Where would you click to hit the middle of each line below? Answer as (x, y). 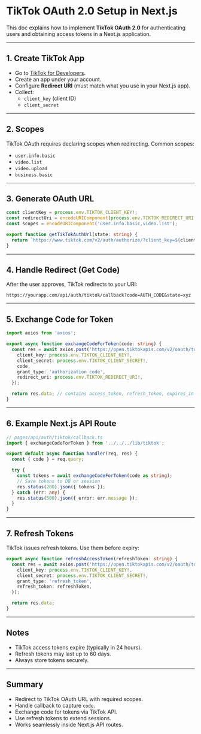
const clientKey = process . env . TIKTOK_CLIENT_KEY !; (72, 213)
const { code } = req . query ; (48, 460)
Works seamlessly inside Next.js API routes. (69, 724)
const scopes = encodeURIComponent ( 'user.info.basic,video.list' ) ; (92, 224)
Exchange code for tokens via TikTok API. (66, 712)
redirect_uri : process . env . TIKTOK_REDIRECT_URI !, (80, 377)
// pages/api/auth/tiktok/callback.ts (54, 437)
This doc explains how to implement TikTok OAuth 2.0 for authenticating (96, 28)
